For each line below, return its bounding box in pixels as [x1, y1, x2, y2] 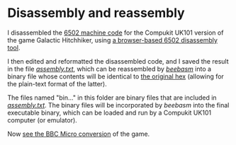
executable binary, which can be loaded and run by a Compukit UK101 [7, 108, 211, 117]
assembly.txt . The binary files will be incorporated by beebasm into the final [7, 100, 230, 109]
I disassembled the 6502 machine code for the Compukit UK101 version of [7, 28, 224, 37]
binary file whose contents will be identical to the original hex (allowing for [7, 72, 225, 81]
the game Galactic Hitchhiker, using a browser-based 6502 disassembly [7, 35, 218, 44]
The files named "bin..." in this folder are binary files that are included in [7, 93, 218, 102]
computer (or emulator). [7, 115, 78, 124]
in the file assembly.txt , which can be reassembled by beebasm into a [7, 64, 211, 73]
